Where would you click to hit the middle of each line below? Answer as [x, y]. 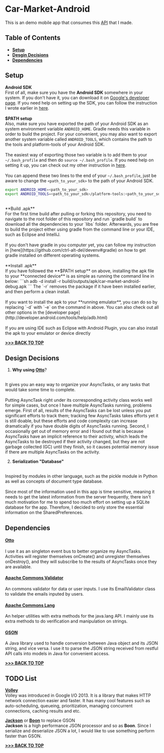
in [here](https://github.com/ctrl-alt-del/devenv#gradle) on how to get [75, 250]
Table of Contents [33, 38]
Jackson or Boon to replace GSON [40, 721]
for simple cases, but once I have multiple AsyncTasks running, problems [79, 405]
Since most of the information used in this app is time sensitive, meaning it [80, 492]
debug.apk [16, 286]
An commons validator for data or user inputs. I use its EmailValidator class [80, 589]
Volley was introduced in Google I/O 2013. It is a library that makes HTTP [78, 695]
